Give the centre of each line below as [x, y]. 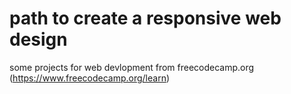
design [38, 39]
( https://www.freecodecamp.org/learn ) [90, 78]
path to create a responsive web [145, 18]
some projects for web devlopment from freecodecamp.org [132, 67]
